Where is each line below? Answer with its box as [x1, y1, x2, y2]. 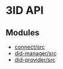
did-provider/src [14, 56, 56, 63]
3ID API [5, 4, 44, 17]
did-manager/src [14, 50, 57, 57]
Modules [5, 28, 40, 38]
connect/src [14, 43, 45, 50]
